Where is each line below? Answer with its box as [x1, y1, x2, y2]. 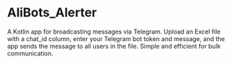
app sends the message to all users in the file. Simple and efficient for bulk [7, 42, 221, 50]
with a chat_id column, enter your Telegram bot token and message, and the [7, 34, 225, 42]
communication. [7, 49, 53, 58]
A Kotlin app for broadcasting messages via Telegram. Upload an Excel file [7, 27, 221, 36]
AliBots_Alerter [7, 5, 97, 21]
